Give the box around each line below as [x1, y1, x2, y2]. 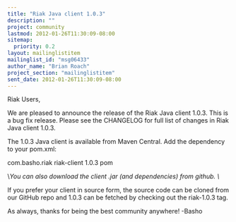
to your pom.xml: [7, 145, 57, 154]
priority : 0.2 [13, 43, 55, 50]
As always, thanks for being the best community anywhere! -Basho [7, 207, 203, 216]
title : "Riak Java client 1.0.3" [7, 10, 106, 18]
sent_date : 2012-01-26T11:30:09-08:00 [7, 75, 122, 83]
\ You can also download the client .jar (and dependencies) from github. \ [7, 172, 220, 180]
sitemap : [7, 37, 33, 44]
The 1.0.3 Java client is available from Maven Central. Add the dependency [7, 137, 225, 146]
